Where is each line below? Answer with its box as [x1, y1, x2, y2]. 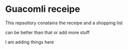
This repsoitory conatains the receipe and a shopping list [5, 20, 123, 26]
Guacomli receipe [5, 3, 80, 15]
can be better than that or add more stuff [5, 29, 90, 35]
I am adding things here [5, 39, 54, 45]
